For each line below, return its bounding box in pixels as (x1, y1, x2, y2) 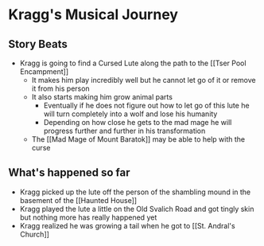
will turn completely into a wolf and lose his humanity (43, 109, 218, 119)
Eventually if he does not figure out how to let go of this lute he (43, 101, 250, 110)
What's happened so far (8, 166, 130, 180)
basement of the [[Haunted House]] (19, 195, 138, 205)
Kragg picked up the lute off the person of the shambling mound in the (19, 187, 251, 197)
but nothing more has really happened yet (19, 213, 157, 222)
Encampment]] (19, 67, 69, 76)
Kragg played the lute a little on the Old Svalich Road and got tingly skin (19, 204, 254, 213)
